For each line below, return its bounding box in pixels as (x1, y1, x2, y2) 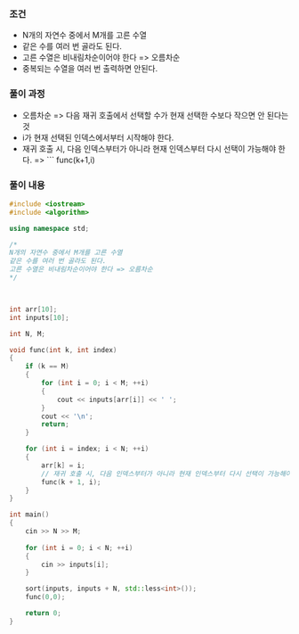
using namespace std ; (9, 224, 90, 233)
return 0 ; (25, 609, 62, 618)
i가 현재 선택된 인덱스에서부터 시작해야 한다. (21, 132, 174, 143)
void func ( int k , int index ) (9, 345, 117, 354)
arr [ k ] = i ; (41, 461, 86, 470)
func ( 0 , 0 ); (25, 593, 66, 602)
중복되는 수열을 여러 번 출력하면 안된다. (21, 63, 158, 74)
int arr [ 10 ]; (9, 305, 58, 314)
